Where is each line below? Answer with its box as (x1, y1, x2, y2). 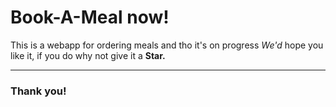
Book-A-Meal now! (10, 6, 170, 29)
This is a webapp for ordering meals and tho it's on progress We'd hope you (10, 39, 324, 51)
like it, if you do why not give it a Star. (10, 49, 166, 61)
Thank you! (10, 84, 67, 98)
